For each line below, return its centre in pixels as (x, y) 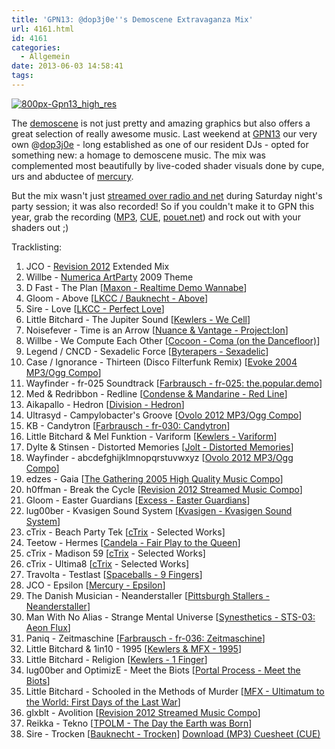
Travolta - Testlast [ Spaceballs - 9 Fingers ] (114, 574)
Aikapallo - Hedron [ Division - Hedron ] (105, 404)
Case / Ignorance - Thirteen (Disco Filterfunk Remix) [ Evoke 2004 (161, 362)
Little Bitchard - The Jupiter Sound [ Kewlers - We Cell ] (138, 319)
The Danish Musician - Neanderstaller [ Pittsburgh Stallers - (148, 595)
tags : (22, 76)
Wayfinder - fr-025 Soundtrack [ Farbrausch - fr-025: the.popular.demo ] (174, 383)
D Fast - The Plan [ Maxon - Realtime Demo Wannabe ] (136, 287)
